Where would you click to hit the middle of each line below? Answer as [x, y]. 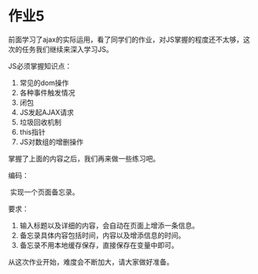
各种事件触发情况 [47, 92]
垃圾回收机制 [40, 122]
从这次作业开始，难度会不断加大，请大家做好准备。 [91, 261]
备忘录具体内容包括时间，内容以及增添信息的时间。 [102, 235]
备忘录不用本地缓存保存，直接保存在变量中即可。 [99, 245]
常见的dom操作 [44, 83]
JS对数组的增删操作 [52, 142]
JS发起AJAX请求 [47, 112]
